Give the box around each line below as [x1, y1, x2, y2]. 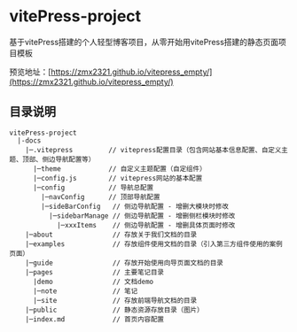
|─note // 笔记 [32, 286, 138, 296]
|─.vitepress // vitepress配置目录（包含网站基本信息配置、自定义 [25, 145, 282, 154]
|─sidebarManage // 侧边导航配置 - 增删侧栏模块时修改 [48, 211, 236, 220]
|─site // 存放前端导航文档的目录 [32, 296, 198, 305]
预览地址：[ [9, 66, 51, 77]
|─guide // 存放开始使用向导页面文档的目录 [25, 259, 223, 267]
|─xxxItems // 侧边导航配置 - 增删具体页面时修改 [56, 220, 236, 229]
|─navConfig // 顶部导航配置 [41, 192, 160, 201]
